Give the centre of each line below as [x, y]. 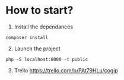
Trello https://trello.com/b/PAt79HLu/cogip [66, 70]
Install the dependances [44, 27]
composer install [27, 37]
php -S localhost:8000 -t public [47, 59]
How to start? [39, 10]
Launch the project [37, 49]
